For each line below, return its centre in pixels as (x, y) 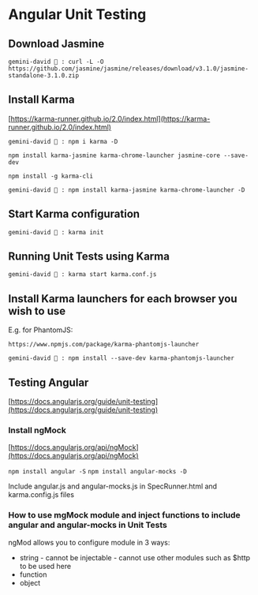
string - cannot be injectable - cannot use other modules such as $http (135, 557)
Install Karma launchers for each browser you (123, 299)
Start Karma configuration (74, 214)
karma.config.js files (41, 495)
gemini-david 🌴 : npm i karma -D (63, 141)
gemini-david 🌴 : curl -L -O (56, 62)
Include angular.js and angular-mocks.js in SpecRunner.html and (113, 486)
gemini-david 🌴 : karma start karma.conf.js (82, 275)
